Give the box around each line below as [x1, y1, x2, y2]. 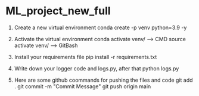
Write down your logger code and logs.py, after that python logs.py [14, 64, 179, 72]
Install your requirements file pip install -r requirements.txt [14, 53, 157, 60]
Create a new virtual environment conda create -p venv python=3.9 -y [14, 24, 187, 31]
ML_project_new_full [5, 4, 111, 18]
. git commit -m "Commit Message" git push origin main [14, 82, 151, 90]
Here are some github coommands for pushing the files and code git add [14, 76, 193, 83]
